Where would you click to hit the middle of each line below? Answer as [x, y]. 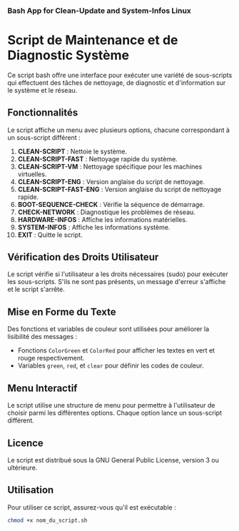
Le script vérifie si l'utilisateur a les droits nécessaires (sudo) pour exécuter [118, 274]
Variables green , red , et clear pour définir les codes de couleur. [111, 365]
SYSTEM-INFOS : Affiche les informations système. [94, 227]
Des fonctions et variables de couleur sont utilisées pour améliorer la [108, 329]
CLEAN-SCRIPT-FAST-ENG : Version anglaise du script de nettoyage [119, 189]
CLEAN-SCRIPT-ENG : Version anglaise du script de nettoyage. [111, 181]
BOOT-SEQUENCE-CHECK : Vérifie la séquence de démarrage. [111, 204]
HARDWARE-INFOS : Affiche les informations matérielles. [102, 219]
